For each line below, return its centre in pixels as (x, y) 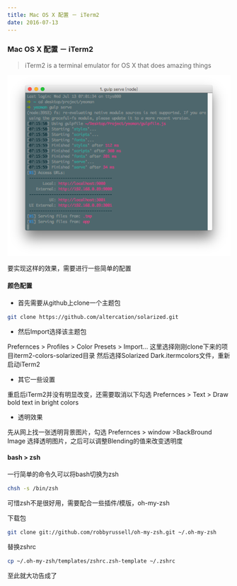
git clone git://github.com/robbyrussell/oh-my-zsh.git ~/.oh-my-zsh (112, 532)
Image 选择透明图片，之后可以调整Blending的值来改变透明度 (95, 441)
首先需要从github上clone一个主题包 (69, 303)
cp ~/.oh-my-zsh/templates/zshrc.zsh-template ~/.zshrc (91, 561)
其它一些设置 (36, 379)
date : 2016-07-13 (33, 22)
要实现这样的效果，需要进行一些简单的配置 (69, 268)
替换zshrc (22, 546)
